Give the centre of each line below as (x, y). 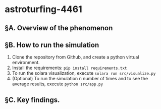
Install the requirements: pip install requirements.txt (69, 68)
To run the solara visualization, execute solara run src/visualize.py (84, 73)
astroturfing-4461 (44, 9)
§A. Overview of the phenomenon (59, 28)
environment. (26, 63)
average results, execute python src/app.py (58, 84)
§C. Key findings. (32, 100)
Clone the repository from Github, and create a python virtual (75, 57)
